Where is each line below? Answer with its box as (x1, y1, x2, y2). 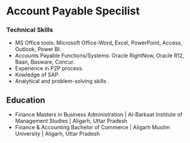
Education (6, 95, 46, 105)
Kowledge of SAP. (14, 71, 60, 79)
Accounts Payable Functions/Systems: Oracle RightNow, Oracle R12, (14, 52, 185, 59)
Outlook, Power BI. (14, 46, 61, 53)
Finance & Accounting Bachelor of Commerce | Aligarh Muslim (14, 124, 170, 131)
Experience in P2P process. (14, 65, 84, 72)
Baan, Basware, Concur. (14, 58, 75, 65)
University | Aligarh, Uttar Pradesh (14, 130, 100, 138)
